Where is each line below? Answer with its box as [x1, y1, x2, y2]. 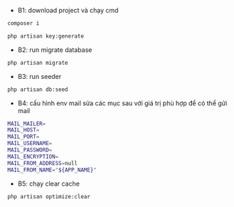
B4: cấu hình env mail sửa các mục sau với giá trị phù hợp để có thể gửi [17, 99, 228, 107]
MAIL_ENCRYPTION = [7, 153, 59, 160]
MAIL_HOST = [7, 127, 40, 134]
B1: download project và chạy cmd [17, 6, 119, 14]
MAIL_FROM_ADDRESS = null [7, 159, 78, 166]
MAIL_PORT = [7, 133, 40, 141]
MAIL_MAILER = [7, 120, 46, 127]
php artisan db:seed [7, 85, 69, 93]
